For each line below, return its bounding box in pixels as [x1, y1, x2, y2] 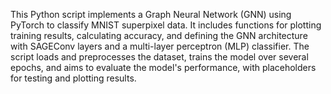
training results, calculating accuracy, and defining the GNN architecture [10, 30, 308, 41]
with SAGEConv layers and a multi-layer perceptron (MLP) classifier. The [10, 40, 310, 52]
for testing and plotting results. [10, 72, 137, 84]
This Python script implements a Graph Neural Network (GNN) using [10, 9, 292, 20]
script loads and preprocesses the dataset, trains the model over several [10, 51, 309, 63]
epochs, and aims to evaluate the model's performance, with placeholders [10, 62, 317, 73]
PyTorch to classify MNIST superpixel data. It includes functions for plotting [10, 19, 322, 31]
